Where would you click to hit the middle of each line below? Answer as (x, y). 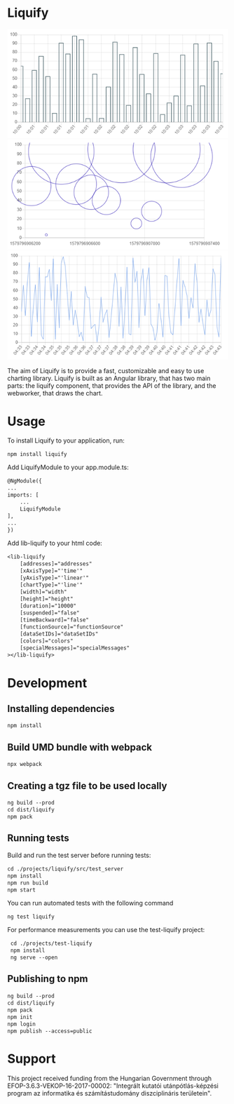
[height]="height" (47, 599)
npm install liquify (37, 455)
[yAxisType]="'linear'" (55, 578)
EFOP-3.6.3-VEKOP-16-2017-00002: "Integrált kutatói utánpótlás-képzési (113, 1086)
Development (47, 683)
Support (32, 1059)
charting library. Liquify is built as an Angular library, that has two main (109, 378)
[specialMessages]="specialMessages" (75, 648)
